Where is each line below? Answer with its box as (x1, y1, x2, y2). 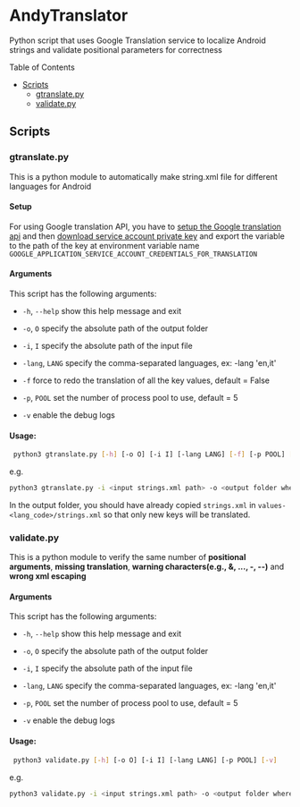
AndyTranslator (9, 5, 129, 26)
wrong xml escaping (9, 571, 87, 582)
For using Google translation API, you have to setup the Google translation (9, 221, 282, 232)
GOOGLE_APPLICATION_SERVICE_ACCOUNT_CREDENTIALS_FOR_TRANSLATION (9, 250, 257, 259)
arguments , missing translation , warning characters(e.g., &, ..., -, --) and (9, 561, 285, 573)
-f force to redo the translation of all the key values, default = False (21, 375, 271, 386)
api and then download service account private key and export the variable (9, 230, 286, 242)
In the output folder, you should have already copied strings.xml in (9, 499, 256, 510)
